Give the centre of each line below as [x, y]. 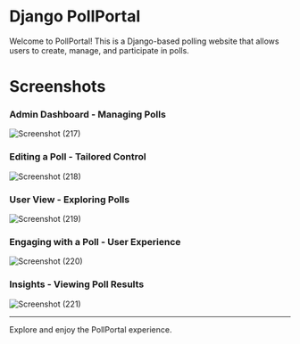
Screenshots [58, 87]
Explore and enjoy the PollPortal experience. [91, 329]
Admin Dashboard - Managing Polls [88, 115]
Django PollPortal [75, 16]
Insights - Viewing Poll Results [77, 284]
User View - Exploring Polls [70, 200]
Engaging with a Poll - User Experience [95, 242]
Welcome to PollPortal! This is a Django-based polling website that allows [144, 41]
